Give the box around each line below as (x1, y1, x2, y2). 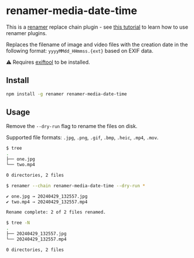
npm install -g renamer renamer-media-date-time (6, 91, 127, 97)
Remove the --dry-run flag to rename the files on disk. (6, 123, 138, 130)
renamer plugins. (6, 29, 47, 36)
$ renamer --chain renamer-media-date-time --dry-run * (6, 183, 145, 188)
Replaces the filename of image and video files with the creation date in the (6, 41, 188, 48)
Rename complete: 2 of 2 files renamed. (6, 209, 107, 215)
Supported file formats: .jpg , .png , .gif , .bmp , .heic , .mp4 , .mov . (6, 134, 159, 141)
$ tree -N (6, 220, 30, 226)
